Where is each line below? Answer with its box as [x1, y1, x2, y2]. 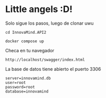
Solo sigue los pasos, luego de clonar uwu [5, 20, 94, 26]
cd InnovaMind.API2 [5, 30, 47, 35]
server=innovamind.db [5, 75, 51, 81]
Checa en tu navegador [5, 47, 55, 53]
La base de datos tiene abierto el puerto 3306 [5, 66, 101, 72]
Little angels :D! [5, 4, 73, 15]
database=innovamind [5, 89, 49, 94]
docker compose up [5, 39, 44, 44]
